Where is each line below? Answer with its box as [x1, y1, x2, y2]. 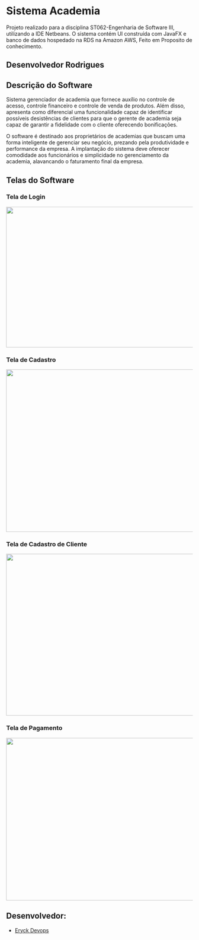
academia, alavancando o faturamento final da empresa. [6, 158, 144, 165]
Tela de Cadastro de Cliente [6, 540, 88, 549]
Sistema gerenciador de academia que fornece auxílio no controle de [6, 96, 175, 103]
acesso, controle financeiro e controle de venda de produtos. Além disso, [6, 102, 185, 109]
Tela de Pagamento [6, 724, 63, 732]
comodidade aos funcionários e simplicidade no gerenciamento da [6, 151, 169, 159]
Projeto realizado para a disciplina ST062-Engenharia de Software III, [6, 24, 175, 31]
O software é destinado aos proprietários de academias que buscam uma [6, 132, 185, 140]
